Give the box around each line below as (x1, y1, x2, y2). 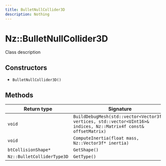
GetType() (73, 154, 96, 160)
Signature (108, 105, 132, 112)
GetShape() (73, 147, 99, 153)
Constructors (5, 64, 47, 72)
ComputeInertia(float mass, (73, 135, 139, 141)
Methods (5, 91, 34, 99)
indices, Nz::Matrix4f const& (73, 124, 144, 130)
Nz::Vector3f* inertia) (73, 140, 129, 146)
